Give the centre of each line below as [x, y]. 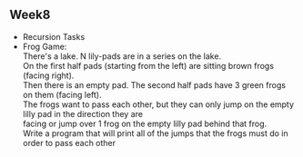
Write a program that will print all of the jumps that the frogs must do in [155, 133]
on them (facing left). [62, 94]
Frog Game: [45, 46]
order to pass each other [69, 142]
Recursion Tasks [54, 36]
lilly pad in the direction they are [83, 113]
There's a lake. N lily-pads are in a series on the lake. [121, 56]
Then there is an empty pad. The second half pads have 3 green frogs [154, 84]
